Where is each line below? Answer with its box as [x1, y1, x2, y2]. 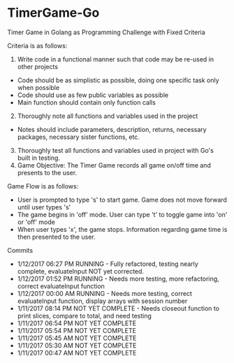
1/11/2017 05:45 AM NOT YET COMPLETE [17, 334, 137, 342]
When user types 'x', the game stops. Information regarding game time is [17, 225, 228, 233]
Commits [7, 246, 34, 254]
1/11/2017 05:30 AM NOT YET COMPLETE [17, 341, 137, 350]
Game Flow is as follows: [7, 181, 79, 190]
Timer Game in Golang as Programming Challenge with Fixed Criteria [7, 28, 206, 36]
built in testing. [17, 154, 61, 162]
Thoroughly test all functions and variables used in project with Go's [17, 146, 214, 154]
